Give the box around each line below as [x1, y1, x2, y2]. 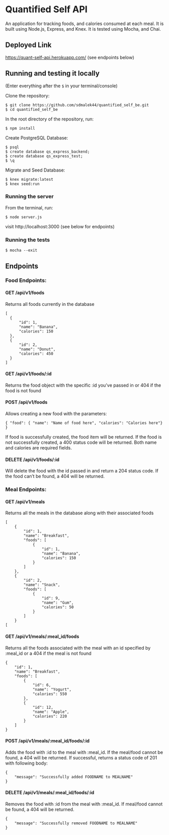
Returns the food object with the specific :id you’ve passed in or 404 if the [5, 382, 161, 388]
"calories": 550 [32, 691, 67, 697]
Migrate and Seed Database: [5, 167, 65, 173]
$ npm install [5, 126, 36, 131]
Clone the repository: [5, 92, 50, 99]
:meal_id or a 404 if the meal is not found [5, 650, 92, 656]
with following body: [5, 760, 48, 766]
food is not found [5, 387, 42, 394]
